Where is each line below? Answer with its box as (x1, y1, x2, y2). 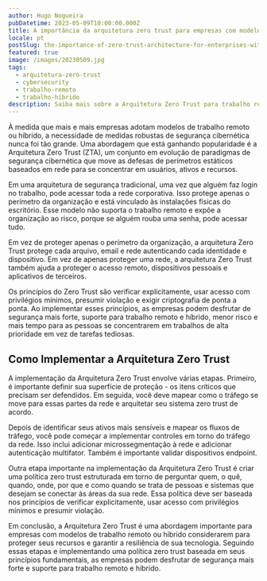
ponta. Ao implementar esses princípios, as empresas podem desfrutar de (8, 304, 252, 314)
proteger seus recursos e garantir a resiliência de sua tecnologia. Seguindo (8, 538, 254, 548)
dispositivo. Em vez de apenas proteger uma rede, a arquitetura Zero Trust (8, 255, 252, 264)
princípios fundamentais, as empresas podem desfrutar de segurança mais (8, 555, 254, 564)
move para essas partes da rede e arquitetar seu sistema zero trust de (8, 399, 238, 408)
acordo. (8, 407, 34, 416)
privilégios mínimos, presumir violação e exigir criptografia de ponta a (8, 295, 237, 305)
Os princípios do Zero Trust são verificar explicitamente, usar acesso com (8, 287, 250, 297)
